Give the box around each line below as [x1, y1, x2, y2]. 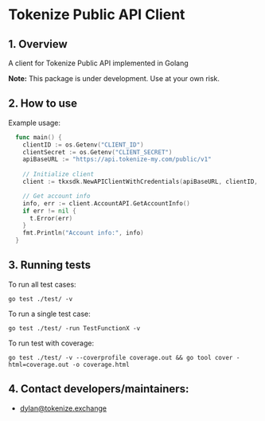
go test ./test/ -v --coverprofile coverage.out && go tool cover [8, 353, 233, 361]
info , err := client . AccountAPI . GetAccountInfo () [22, 199, 191, 208]
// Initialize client [22, 170, 94, 178]
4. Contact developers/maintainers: [8, 382, 189, 396]
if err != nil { [22, 207, 77, 215]
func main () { [15, 133, 62, 141]
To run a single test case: [8, 309, 92, 318]
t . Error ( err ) [29, 214, 73, 222]
